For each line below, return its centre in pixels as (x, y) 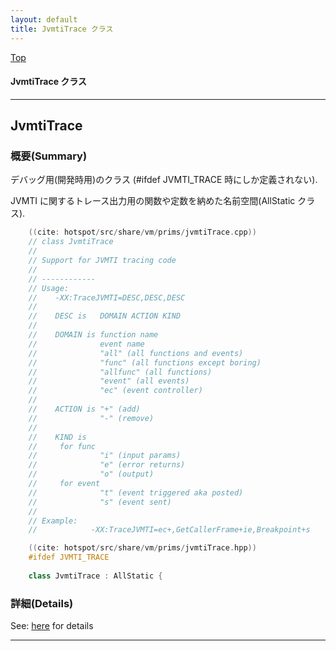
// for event (64, 484)
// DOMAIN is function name (93, 335)
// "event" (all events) (109, 381)
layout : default (44, 19)
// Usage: (49, 288)
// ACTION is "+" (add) (84, 409)
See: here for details (52, 626)
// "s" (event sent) (100, 502)
